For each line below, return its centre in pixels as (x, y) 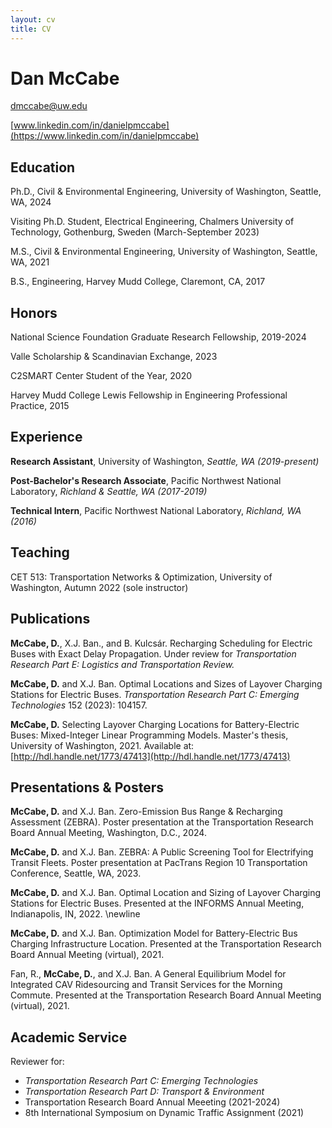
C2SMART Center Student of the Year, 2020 (101, 376)
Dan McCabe (65, 78)
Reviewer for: (37, 1062)
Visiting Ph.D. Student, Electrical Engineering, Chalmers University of (152, 222)
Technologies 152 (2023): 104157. (79, 705)
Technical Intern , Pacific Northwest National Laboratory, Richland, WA (156, 510)
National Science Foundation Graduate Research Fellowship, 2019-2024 (158, 337)
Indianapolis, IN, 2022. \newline (75, 914)
